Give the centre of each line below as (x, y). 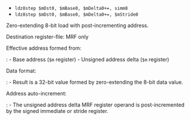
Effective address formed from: (44, 48)
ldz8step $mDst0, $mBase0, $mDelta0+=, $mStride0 (77, 15)
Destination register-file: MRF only (48, 37)
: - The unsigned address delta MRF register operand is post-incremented (95, 105)
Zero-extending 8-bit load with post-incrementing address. (77, 25)
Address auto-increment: (36, 93)
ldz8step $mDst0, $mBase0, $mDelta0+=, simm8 (71, 8)
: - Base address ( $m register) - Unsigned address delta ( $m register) (88, 59)
